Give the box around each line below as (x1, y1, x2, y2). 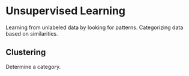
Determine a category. (5, 63, 61, 70)
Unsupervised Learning (5, 4, 126, 18)
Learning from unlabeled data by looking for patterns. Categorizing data (5, 24, 184, 31)
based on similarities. (5, 30, 58, 37)
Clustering (5, 47, 46, 58)
